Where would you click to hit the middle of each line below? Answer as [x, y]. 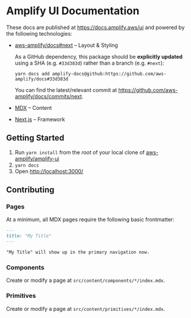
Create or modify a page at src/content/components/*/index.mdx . [86, 281]
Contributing [30, 190]
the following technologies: [39, 33]
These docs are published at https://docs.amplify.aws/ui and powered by [95, 27]
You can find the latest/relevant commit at [66, 90]
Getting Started [35, 138]
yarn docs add [32, 74]
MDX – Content [33, 107]
